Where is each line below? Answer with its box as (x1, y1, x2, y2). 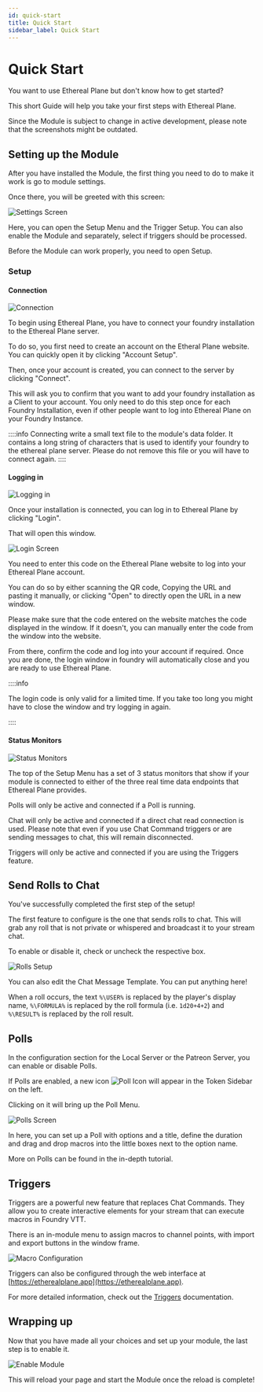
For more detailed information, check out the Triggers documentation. (8, 1292, 234, 1302)
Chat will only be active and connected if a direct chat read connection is (8, 815, 245, 825)
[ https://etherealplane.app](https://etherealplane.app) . (8, 1277, 184, 1287)
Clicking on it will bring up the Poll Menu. (8, 1100, 141, 1110)
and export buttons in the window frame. (8, 1239, 140, 1248)
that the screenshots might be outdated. (8, 125, 138, 135)
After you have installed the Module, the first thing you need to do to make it (8, 168, 254, 178)
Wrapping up (8, 1315, 73, 1328)
